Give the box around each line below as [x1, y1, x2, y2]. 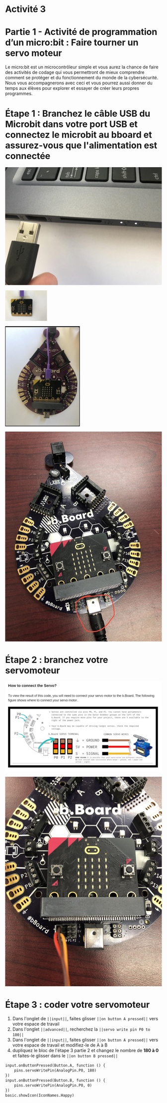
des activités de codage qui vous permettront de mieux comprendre [5, 69, 145, 75]
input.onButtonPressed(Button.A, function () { [5, 1063, 106, 1068]
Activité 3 [5, 3, 46, 15]
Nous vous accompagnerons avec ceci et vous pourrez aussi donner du [5, 80, 153, 86]
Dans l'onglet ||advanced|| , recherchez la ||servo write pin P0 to [12, 1026, 151, 1032]
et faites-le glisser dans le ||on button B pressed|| [12, 1053, 118, 1059]
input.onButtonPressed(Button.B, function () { [5, 1078, 106, 1083]
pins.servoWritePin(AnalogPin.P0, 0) [14, 1083, 92, 1088]
